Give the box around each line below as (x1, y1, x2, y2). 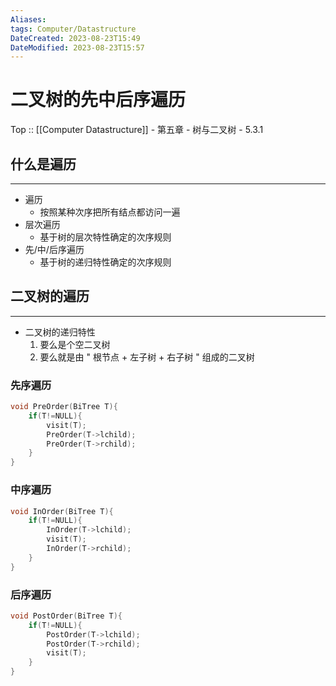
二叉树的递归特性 (24, 326, 96, 338)
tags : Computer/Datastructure (10, 24, 137, 34)
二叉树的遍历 (10, 288, 90, 305)
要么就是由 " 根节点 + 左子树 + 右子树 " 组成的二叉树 (39, 351, 255, 363)
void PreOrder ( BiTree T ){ (10, 402, 118, 412)
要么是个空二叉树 (39, 338, 111, 350)
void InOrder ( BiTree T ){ (10, 506, 114, 516)
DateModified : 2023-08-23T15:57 (10, 42, 145, 53)
